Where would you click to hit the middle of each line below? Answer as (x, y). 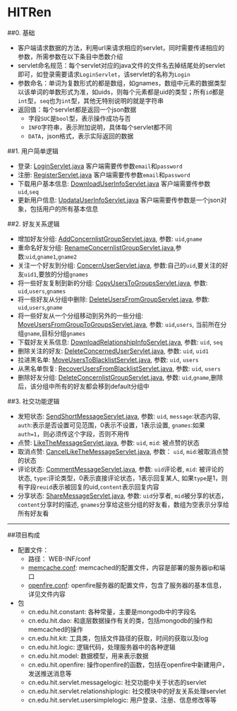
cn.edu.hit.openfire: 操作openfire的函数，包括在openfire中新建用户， (128, 664)
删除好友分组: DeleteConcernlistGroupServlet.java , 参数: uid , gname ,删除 (120, 377)
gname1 (47, 257)
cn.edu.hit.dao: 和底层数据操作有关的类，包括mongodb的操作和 (120, 620)
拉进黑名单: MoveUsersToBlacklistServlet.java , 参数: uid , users (108, 359)
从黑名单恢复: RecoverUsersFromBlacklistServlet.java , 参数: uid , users (119, 369)
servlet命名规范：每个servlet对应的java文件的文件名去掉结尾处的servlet (121, 65)
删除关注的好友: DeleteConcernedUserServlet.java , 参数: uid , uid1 (113, 351)
